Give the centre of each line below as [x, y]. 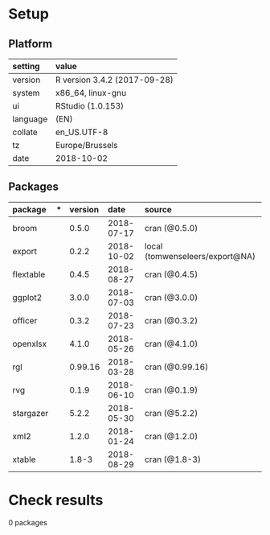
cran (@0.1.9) [171, 389]
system [26, 93]
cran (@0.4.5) [171, 274]
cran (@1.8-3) [172, 459]
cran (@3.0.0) [171, 297]
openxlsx [29, 344]
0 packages [28, 522]
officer [25, 320]
